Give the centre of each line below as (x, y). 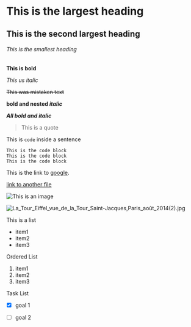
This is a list (21, 220)
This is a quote (40, 127)
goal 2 (23, 317)
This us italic (22, 80)
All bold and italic (29, 116)
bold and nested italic (34, 104)
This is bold (21, 68)
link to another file (29, 184)
